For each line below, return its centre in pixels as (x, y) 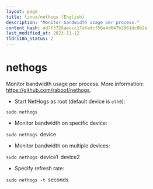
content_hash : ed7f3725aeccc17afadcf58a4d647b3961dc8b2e (77, 28)
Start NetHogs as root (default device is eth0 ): (70, 101)
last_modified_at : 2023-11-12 (43, 33)
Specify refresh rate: (39, 168)
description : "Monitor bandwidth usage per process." (73, 22)
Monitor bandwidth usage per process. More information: (75, 84)
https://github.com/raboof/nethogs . (49, 90)
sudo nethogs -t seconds (37, 180)
